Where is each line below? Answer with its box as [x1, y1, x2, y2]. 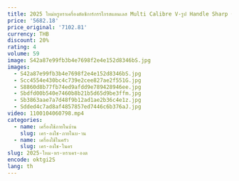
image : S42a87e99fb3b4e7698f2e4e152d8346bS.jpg [7, 57, 152, 64]
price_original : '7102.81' [7, 24, 87, 31]
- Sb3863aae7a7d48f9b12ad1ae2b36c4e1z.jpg [14, 97, 142, 104]
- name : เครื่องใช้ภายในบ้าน [14, 123, 77, 130]
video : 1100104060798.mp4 [7, 110, 84, 117]
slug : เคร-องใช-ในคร [20, 143, 73, 150]
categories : [7, 116, 43, 123]
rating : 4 [7, 43, 37, 51]
